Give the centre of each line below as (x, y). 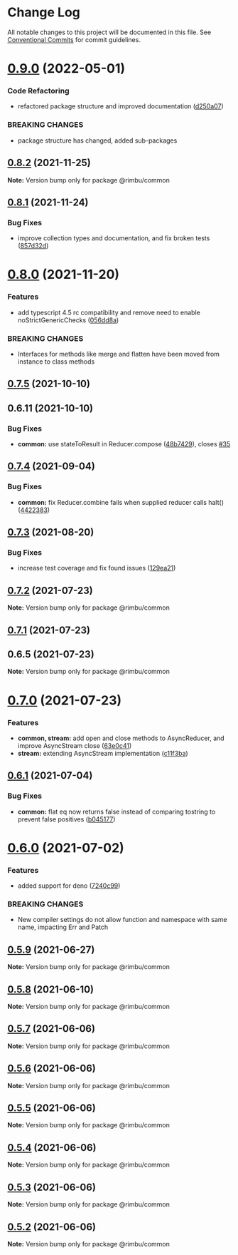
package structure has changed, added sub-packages (97, 140)
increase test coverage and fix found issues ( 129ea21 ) (97, 568)
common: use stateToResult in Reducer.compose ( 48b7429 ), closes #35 (124, 444)
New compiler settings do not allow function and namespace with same (122, 920)
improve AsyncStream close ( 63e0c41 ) (75, 745)
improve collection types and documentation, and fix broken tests (114, 238)
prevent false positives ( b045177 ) (66, 819)
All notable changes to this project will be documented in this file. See (109, 32)
